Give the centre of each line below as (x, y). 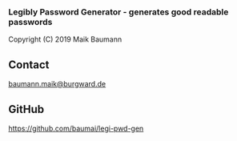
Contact (29, 64)
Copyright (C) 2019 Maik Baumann (65, 39)
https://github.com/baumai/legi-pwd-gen (76, 128)
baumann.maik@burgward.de (57, 84)
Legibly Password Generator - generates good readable (118, 12)
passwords (30, 22)
